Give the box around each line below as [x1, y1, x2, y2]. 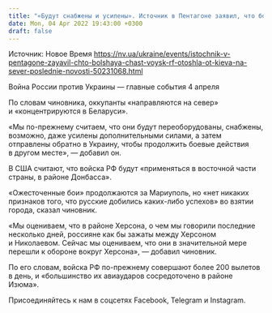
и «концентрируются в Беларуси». [8, 106, 128, 116]
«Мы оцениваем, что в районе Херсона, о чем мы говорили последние [8, 221, 256, 231]
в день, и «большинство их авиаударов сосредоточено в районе [8, 271, 233, 281]
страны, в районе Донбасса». [8, 172, 112, 182]
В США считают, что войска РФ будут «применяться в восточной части [8, 164, 257, 174]
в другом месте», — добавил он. [8, 148, 121, 158]
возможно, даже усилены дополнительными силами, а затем [8, 131, 223, 140]
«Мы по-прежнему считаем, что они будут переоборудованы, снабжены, [8, 122, 264, 132]
